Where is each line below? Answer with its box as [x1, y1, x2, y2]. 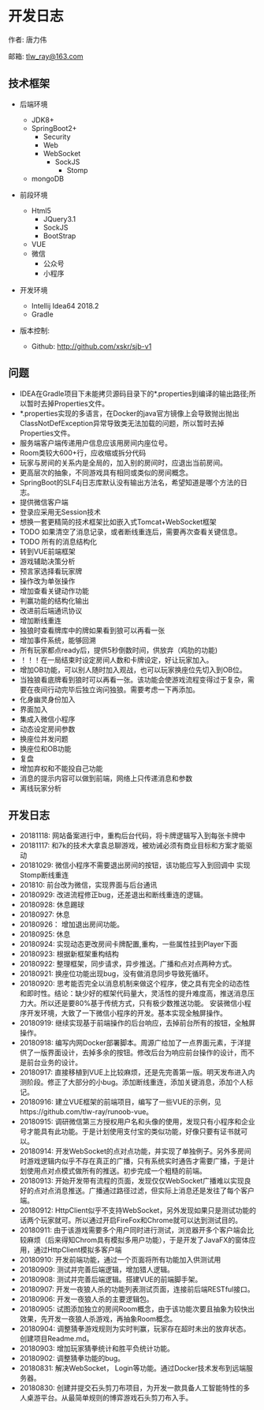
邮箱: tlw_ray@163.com [8, 51, 84, 61]
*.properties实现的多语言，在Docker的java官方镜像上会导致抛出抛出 [19, 408, 240, 418]
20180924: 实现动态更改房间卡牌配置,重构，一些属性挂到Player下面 [19, 940, 238, 949]
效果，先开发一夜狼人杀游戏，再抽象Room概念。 [19, 1315, 177, 1324]
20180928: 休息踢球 [19, 900, 85, 910]
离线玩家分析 [19, 783, 61, 793]
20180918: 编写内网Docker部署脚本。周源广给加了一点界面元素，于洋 [19, 1038, 244, 1048]
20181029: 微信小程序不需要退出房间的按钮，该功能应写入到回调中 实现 [19, 861, 251, 870]
